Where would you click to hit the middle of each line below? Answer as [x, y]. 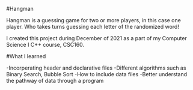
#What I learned [26, 56]
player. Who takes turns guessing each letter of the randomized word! [93, 27]
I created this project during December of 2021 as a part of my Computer [97, 38]
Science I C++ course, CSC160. [45, 45]
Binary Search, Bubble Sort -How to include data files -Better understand [97, 74]
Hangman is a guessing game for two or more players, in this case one [94, 20]
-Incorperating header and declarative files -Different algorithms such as [96, 68]
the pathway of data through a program [55, 81]
